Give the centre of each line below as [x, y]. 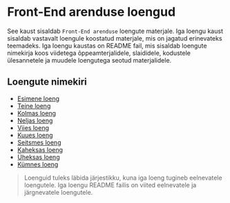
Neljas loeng [35, 120]
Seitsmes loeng [39, 142]
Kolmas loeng [37, 113]
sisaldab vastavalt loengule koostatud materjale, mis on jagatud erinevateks [115, 38]
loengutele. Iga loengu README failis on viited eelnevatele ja [110, 185]
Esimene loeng [38, 98]
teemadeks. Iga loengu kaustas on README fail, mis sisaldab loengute [107, 45]
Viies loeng [33, 127]
